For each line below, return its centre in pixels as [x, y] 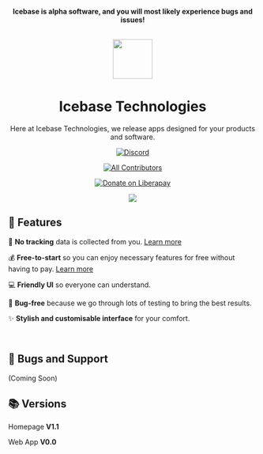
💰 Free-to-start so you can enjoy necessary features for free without [122, 257]
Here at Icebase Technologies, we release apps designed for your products [133, 128]
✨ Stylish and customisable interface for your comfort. [99, 318]
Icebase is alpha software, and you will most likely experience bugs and [133, 11]
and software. [133, 137]
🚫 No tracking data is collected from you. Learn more [95, 241]
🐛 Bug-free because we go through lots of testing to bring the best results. [130, 303]
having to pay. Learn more [51, 269]
